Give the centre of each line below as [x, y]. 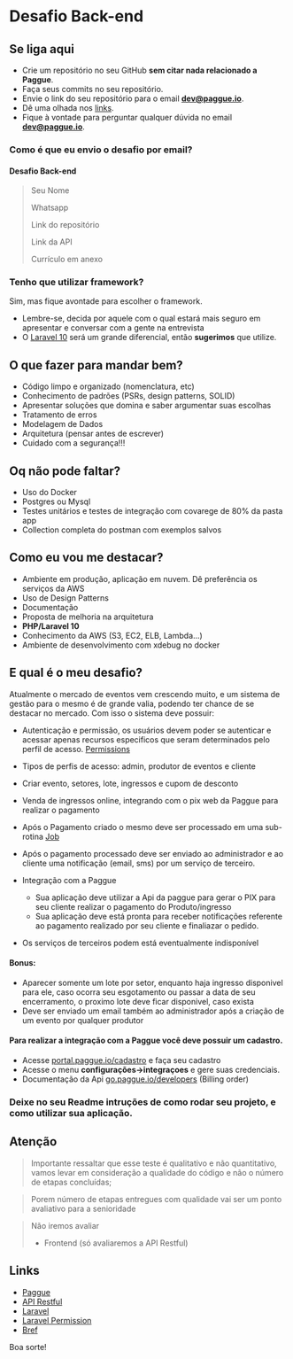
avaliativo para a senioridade [83, 1208]
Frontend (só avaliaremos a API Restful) [116, 1243]
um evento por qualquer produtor [83, 1020]
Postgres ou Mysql [56, 501]
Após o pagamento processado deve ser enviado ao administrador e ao [153, 853]
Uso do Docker [50, 493]
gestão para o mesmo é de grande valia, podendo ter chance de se [132, 703]
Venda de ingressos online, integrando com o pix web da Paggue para [150, 800]
